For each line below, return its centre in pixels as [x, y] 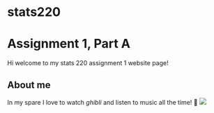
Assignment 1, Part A [69, 44]
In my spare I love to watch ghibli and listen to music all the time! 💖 [102, 102]
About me [29, 85]
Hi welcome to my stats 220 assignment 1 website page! [88, 63]
